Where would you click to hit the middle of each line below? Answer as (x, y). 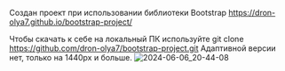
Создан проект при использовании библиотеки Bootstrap (118, 13)
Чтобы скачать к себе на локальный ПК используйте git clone (127, 39)
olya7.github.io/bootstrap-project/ (71, 22)
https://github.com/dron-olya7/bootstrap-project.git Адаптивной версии (143, 48)
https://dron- (252, 13)
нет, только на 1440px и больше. (71, 57)
